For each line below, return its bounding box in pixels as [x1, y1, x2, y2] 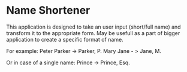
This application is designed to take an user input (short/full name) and [6, 23, 181, 30]
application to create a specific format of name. [6, 36, 124, 43]
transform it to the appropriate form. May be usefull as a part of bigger [6, 29, 180, 36]
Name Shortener [6, 4, 91, 17]
